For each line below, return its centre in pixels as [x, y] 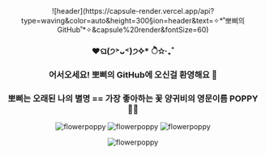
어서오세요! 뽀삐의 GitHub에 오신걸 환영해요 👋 [133, 74]
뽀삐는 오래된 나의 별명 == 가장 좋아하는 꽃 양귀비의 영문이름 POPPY [133, 98]
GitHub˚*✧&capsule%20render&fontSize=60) [133, 29]
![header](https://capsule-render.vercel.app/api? [133, 11]
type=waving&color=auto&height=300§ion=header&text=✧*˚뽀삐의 [133, 21]
